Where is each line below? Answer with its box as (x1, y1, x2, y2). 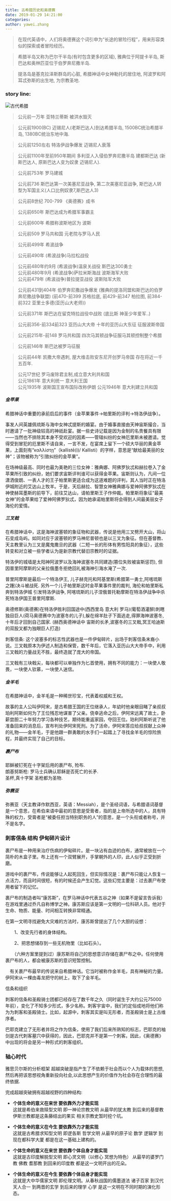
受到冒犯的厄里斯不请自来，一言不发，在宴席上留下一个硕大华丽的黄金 (9, 440, 157, 446)
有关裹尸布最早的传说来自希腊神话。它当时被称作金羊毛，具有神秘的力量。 (9, 968, 166, 974)
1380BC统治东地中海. (24, 131, 70, 137)
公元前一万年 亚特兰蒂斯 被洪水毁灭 (17, 114, 92, 120)
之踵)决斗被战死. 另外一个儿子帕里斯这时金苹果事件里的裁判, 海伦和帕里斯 (5, 582, 159, 588)
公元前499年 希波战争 (17, 241, 64, 247)
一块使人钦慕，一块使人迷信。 (14, 666, 77, 672)
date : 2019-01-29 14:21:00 (5, 12, 63, 17)
